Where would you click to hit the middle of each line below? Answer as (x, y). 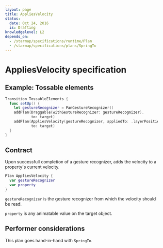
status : (13, 18)
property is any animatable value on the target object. (59, 213)
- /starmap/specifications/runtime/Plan (51, 41)
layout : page (18, 9)
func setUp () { (25, 103)
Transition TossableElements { (37, 99)
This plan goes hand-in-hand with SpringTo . (49, 240)
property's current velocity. (32, 167)
